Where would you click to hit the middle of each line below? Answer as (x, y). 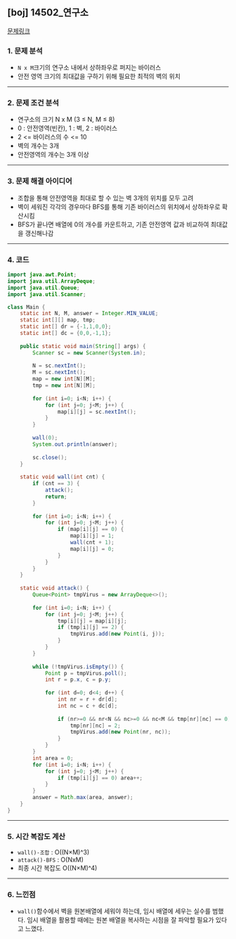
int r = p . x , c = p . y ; (78, 680)
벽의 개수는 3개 (38, 146)
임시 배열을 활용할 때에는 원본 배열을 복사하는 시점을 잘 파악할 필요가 (120, 920)
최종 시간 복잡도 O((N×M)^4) (57, 868)
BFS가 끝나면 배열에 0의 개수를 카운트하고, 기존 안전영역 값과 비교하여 (113, 224)
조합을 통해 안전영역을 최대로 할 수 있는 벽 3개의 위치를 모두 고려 (105, 198)
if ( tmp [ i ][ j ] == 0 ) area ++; (100, 778)
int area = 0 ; (53, 758)
